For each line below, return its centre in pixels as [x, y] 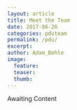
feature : [26, 66]
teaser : [25, 72]
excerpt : [20, 46]
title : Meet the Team [39, 20]
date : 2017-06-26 [33, 27]
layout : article [31, 14]
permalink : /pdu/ [33, 40]
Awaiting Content [32, 99]
